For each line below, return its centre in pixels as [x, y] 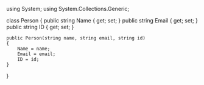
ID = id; [28, 59]
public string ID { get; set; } [40, 27]
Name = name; [34, 49]
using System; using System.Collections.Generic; [68, 9]
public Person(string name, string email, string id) [76, 38]
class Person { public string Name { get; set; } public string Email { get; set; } [102, 20]
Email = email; [37, 54]
